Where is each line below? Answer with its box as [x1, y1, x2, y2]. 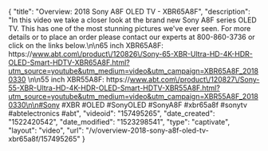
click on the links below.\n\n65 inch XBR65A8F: [8, 41, 164, 50]
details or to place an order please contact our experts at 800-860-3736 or [8, 32, 255, 42]
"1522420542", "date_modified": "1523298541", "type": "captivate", [8, 117, 230, 126]
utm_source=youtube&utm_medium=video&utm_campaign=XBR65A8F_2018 [8, 66, 259, 75]
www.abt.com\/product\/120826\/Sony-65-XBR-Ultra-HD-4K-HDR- [31, 50, 253, 58]
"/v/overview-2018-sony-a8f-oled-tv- [85, 125, 209, 135]
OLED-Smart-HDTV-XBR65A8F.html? [8, 58, 130, 67]
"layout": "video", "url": [8, 125, 85, 135]
